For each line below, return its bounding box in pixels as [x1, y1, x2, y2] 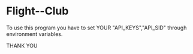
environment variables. [6, 30, 63, 37]
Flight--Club [6, 4, 69, 18]
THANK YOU [6, 42, 38, 49]
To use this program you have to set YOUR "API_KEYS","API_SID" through [6, 24, 187, 31]
